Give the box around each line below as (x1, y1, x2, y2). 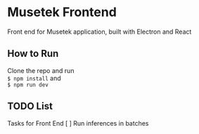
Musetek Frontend (7, 4, 117, 20)
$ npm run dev (7, 81, 49, 88)
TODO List (7, 100, 53, 112)
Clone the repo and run (7, 66, 75, 74)
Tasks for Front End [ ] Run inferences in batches (7, 119, 149, 127)
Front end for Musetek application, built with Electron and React (7, 27, 192, 36)
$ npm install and (7, 74, 61, 82)
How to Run (7, 48, 59, 60)
